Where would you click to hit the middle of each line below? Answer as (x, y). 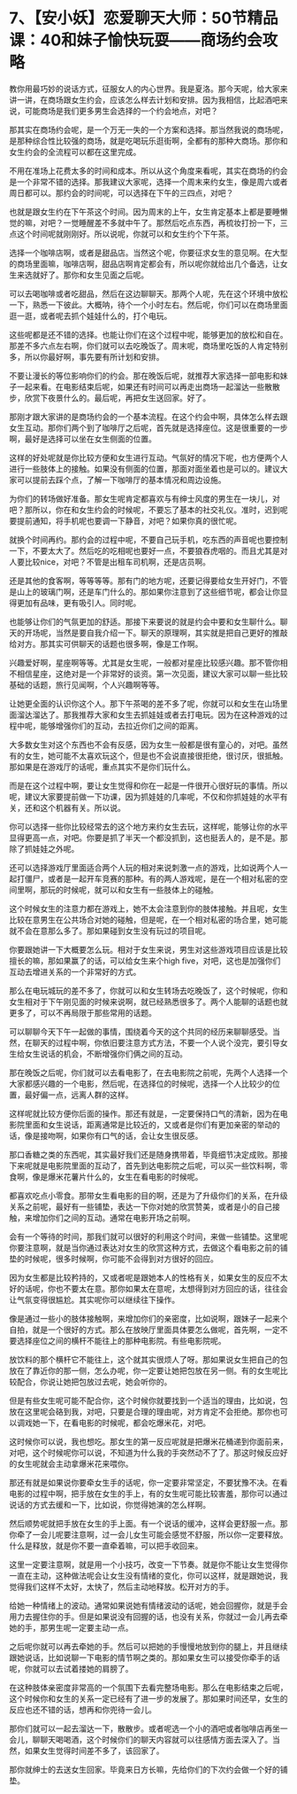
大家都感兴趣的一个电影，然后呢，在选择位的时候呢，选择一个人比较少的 (141, 1083)
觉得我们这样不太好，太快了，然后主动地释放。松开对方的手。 (122, 1587)
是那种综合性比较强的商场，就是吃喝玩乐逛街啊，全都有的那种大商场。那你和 (148, 140)
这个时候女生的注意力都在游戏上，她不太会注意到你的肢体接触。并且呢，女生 (148, 909)
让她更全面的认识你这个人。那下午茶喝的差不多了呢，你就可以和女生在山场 (145, 703)
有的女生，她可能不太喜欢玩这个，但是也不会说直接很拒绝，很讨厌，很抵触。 (148, 755)
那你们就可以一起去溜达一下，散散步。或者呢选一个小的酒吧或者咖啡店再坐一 (148, 1728)
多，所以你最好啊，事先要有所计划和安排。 (87, 356)
